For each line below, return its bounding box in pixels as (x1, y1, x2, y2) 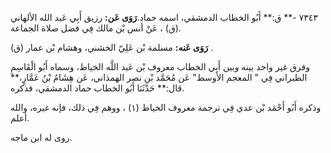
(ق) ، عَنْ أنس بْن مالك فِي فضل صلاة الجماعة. (10, 22, 182, 34)
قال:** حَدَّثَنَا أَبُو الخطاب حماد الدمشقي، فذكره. (10, 82, 185, 94)
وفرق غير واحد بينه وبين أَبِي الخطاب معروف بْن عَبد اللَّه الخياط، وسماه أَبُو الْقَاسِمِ (10, 61, 310, 72)
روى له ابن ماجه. (10, 132, 73, 143)
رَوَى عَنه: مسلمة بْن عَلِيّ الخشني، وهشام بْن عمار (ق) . (10, 42, 214, 53)
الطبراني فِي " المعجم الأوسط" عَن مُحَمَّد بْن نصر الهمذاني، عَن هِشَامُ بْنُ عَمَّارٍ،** (10, 72, 308, 83)
